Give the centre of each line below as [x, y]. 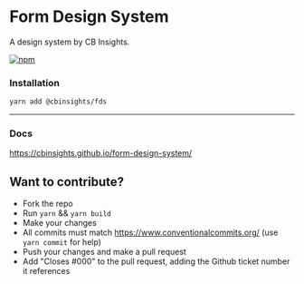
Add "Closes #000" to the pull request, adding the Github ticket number [156, 261]
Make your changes [59, 223]
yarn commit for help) [62, 242]
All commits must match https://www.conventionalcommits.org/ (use [150, 232]
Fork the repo [48, 204]
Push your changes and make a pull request [104, 252]
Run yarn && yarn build [66, 213]
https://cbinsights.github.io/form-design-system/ [101, 153]
